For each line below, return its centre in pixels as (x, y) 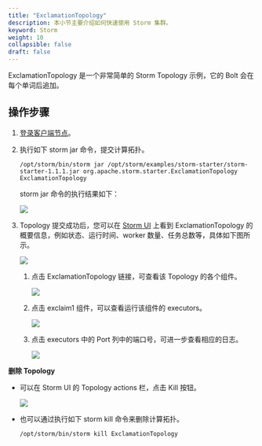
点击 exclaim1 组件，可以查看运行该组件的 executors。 (118, 308)
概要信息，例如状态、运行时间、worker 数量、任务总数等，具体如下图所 (135, 235)
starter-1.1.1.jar (49, 171)
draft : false (29, 52)
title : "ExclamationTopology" (58, 15)
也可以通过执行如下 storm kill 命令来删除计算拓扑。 (102, 418)
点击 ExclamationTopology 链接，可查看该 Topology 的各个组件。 (136, 276)
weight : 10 (26, 37)
